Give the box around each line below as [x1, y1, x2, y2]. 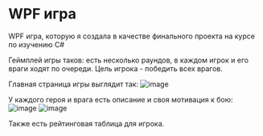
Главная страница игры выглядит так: [8, 79, 139, 89]
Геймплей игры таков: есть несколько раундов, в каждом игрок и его [8, 55, 249, 65]
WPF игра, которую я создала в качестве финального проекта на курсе [8, 31, 256, 41]
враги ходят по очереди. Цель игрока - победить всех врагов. [8, 63, 224, 73]
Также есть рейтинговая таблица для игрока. [8, 118, 165, 128]
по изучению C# [8, 39, 65, 49]
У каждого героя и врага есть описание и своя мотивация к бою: [8, 94, 233, 104]
